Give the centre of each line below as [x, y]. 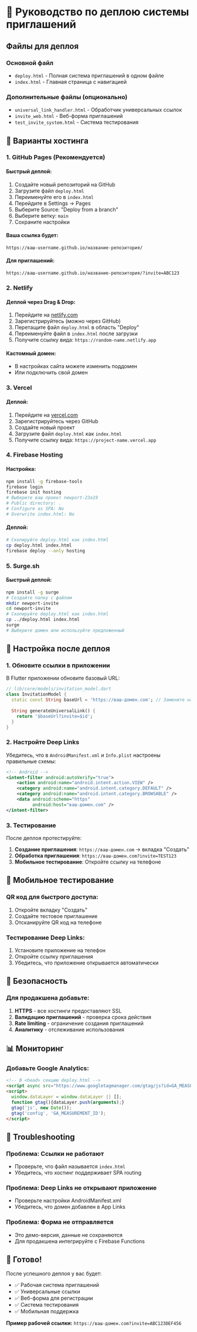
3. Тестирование [31, 825]
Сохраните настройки [42, 222]
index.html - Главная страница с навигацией [71, 82]
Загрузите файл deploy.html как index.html [68, 433]
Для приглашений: [30, 261]
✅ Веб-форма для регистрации [54, 1298]
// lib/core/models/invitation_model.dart [59, 689]
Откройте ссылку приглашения [54, 957]
